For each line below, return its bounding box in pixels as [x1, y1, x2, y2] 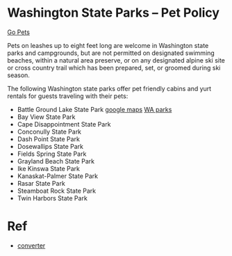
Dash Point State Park [17, 134, 80, 143]
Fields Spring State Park [17, 150, 87, 158]
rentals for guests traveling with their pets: [7, 92, 129, 100]
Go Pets [7, 28, 30, 36]
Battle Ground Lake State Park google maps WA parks [17, 105, 172, 113]
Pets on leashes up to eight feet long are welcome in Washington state [7, 41, 209, 49]
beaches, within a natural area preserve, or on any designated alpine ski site [7, 56, 226, 64]
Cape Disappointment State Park [17, 120, 111, 128]
